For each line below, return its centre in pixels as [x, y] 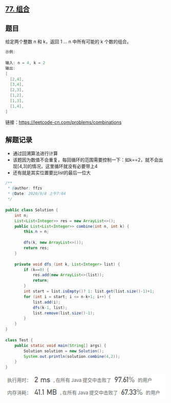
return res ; [37, 248]
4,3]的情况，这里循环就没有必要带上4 [58, 166]
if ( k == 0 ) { [37, 270]
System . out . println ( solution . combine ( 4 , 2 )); [72, 356]
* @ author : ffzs [25, 188]
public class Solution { [32, 210]
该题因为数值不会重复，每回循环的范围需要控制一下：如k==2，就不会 [85, 160]
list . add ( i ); [46, 302]
